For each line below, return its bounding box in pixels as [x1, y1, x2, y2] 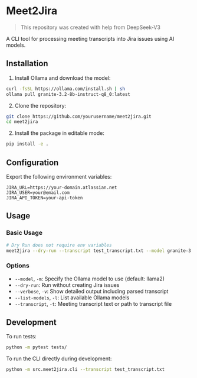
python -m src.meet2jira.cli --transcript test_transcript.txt [6, 367, 165, 373]
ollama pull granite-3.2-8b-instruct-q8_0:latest [6, 91, 131, 97]
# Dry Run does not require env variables [6, 242, 112, 248]
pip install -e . [6, 141, 49, 147]
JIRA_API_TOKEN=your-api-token [6, 195, 83, 201]
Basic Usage [6, 229, 43, 237]
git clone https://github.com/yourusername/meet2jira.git [6, 114, 152, 119]
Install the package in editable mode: [14, 130, 104, 137]
